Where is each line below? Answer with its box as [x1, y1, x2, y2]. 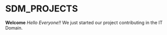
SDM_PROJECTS [5, 3, 78, 14]
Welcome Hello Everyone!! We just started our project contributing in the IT [5, 19, 163, 25]
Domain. [5, 24, 23, 30]
